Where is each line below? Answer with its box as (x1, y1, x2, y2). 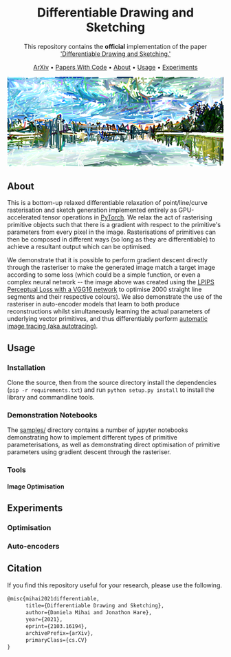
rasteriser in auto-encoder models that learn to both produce (7, 300, 180, 308)
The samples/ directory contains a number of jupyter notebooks (7, 426, 188, 434)
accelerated (7, 213, 41, 222)
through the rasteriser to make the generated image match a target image (7, 264, 215, 272)
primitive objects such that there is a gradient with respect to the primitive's (7, 221, 221, 229)
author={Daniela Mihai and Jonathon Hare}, (25, 609, 153, 616)
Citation (7, 562, 43, 574)
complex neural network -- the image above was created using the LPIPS (7, 278, 214, 286)
